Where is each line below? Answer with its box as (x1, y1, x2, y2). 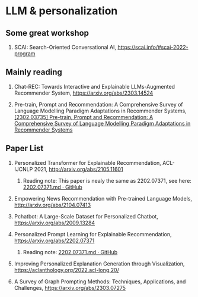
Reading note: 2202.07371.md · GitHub (23, 248, 118, 255)
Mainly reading (5, 67, 63, 77)
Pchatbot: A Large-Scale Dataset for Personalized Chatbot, (14, 212, 158, 220)
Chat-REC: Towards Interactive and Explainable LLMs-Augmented (14, 83, 175, 90)
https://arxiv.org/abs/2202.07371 (14, 237, 95, 244)
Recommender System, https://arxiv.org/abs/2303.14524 (14, 89, 154, 96)
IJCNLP (14, 165, 33, 173)
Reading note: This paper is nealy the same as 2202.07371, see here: (23, 177, 192, 184)
